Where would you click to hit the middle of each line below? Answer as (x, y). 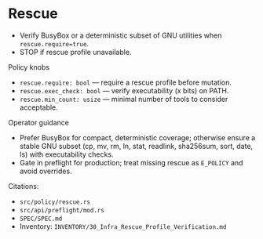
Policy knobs (29, 67)
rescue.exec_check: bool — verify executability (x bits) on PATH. (124, 90)
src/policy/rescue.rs (55, 202)
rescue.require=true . (54, 43)
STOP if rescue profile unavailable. (75, 52)
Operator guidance (38, 122)
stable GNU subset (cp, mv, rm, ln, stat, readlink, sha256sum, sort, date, (136, 146)
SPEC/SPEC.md (41, 219)
